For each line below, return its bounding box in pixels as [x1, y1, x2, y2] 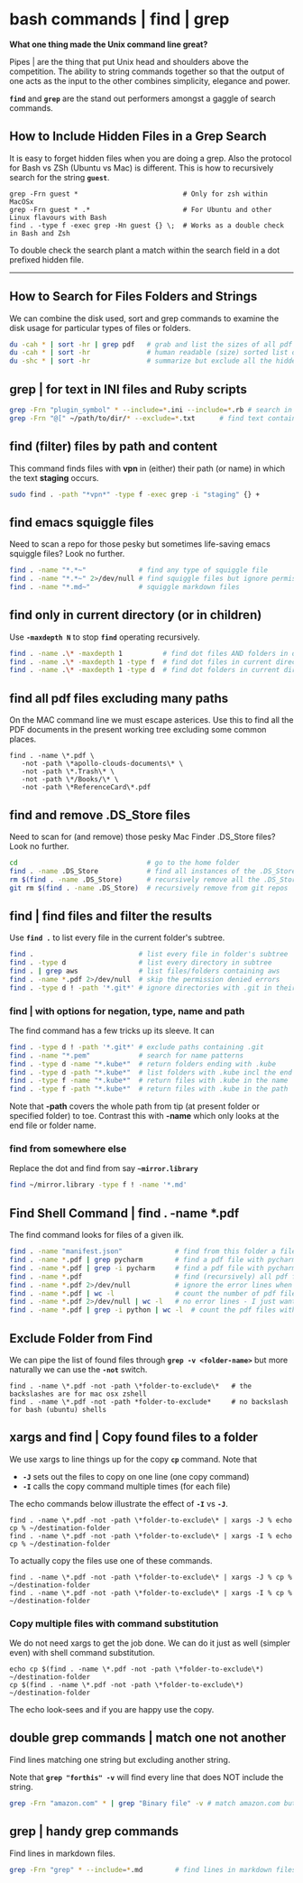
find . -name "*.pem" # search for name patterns [9, 1051, 244, 1060]
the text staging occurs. [9, 472, 99, 483]
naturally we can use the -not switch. [9, 1363, 148, 1375]
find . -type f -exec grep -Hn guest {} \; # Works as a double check [9, 221, 284, 230]
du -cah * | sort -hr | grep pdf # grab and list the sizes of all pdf [9, 339, 293, 349]
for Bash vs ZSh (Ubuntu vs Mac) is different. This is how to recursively [9, 162, 274, 173]
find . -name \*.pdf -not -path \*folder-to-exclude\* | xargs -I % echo [9, 1531, 293, 1540]
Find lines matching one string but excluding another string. [9, 1754, 231, 1765]
